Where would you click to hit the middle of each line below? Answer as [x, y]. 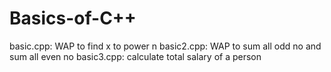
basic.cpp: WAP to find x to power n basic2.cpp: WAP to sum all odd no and [165, 46]
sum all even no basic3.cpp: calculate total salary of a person [135, 56]
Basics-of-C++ [73, 18]
